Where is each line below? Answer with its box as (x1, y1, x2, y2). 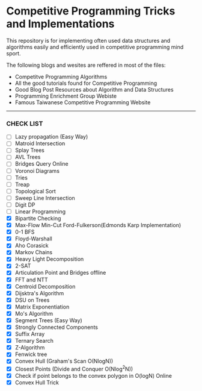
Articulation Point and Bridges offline (14, 269, 106, 277)
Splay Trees (14, 146, 45, 154)
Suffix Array (14, 330, 45, 338)
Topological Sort (14, 187, 56, 195)
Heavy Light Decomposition (14, 255, 84, 263)
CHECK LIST (6, 119, 43, 128)
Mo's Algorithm (14, 310, 54, 317)
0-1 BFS (14, 228, 35, 236)
